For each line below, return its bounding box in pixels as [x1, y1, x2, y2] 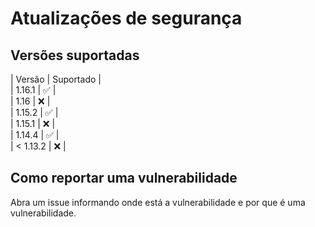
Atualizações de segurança [10, 7, 243, 30]
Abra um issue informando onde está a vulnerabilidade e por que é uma [10, 196, 306, 208]
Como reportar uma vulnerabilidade [10, 170, 238, 187]
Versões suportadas [10, 47, 140, 64]
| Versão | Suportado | [10, 73, 102, 85]
